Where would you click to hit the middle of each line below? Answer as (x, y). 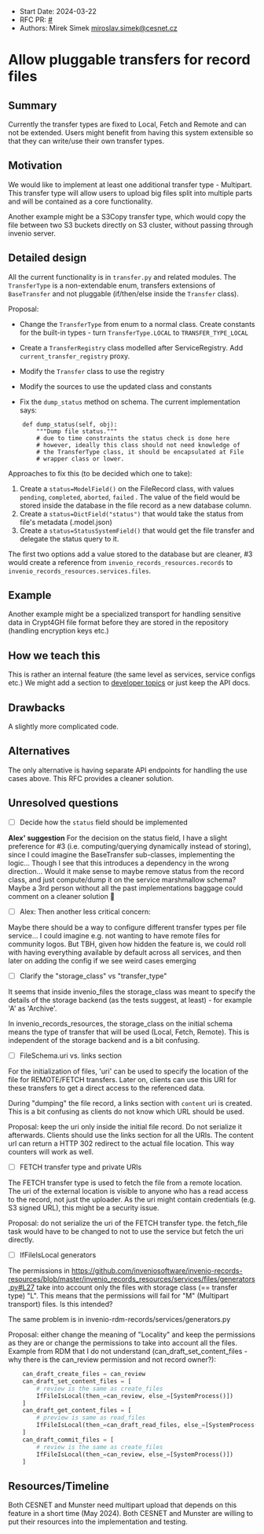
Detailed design (48, 258)
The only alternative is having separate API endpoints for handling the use (128, 770)
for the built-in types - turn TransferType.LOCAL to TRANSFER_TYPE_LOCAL (134, 332)
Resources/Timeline (59, 1486)
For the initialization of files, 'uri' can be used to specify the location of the (128, 1071)
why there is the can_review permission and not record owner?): (112, 1360)
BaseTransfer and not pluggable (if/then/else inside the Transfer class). (124, 293)
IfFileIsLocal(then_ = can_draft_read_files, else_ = (121, 1426)
